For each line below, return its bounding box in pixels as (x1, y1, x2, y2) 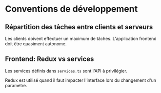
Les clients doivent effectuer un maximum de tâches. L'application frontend (5, 36, 157, 41)
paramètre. (5, 82, 27, 88)
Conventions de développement (5, 3, 138, 15)
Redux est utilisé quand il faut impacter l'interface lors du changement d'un (5, 77, 156, 83)
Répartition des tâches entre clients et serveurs (5, 23, 153, 31)
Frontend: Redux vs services (5, 55, 94, 63)
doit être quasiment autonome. (5, 41, 67, 47)
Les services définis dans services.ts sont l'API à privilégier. (5, 68, 128, 74)
